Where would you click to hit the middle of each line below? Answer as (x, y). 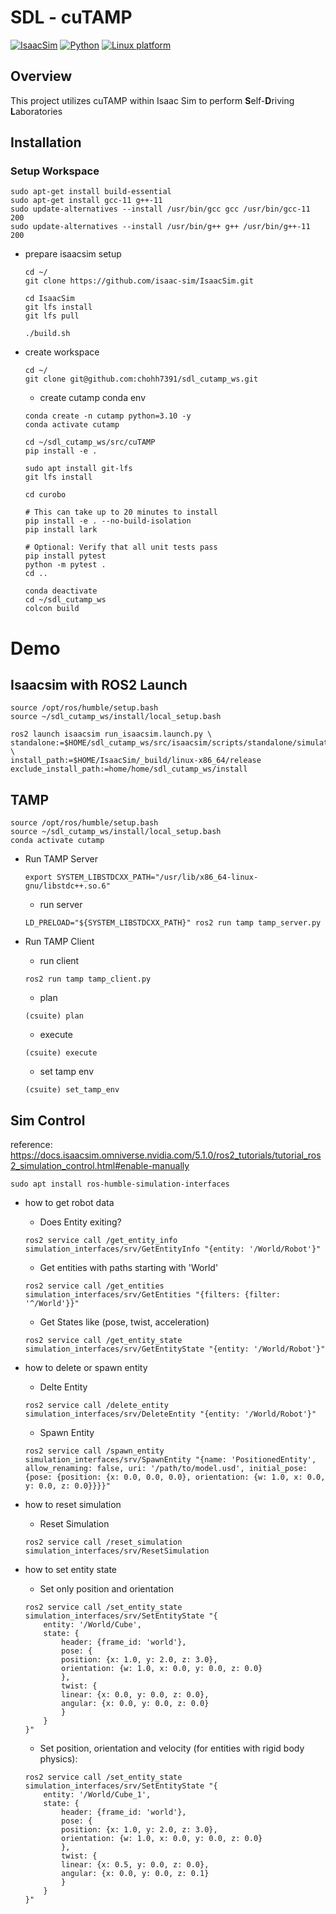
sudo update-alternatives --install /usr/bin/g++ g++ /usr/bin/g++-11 (160, 227)
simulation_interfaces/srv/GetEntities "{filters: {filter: (152, 1295)
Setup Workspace (55, 171)
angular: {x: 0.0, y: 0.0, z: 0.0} (135, 1704)
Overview (41, 76)
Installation (46, 142)
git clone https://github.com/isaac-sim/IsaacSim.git (139, 281)
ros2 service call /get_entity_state (103, 1341)
